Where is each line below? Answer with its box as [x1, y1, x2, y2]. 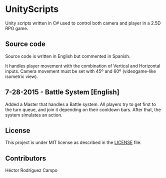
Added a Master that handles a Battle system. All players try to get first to [5, 101, 156, 107]
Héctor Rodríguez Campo [5, 167, 57, 173]
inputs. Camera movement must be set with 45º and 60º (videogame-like [5, 68, 156, 74]
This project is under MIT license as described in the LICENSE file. [5, 139, 141, 145]
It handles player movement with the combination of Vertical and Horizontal [5, 62, 160, 68]
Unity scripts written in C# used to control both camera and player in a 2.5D [5, 20, 161, 26]
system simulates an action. [5, 111, 62, 118]
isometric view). [5, 73, 38, 79]
